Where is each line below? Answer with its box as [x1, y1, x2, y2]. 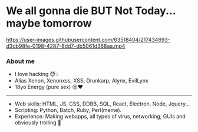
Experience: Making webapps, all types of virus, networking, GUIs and [14, 113, 186, 120]
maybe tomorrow [6, 16, 93, 30]
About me [6, 57, 35, 65]
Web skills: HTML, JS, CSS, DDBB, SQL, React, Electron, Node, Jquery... [14, 100, 190, 107]
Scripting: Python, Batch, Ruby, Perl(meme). [14, 107, 122, 114]
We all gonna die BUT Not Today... [6, 4, 176, 18]
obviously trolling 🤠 [14, 119, 62, 126]
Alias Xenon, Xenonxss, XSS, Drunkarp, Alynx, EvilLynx [14, 77, 148, 84]
